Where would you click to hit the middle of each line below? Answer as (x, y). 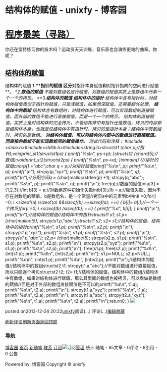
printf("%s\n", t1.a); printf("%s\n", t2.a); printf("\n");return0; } (67, 301)
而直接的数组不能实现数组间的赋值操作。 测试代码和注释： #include (74, 141)
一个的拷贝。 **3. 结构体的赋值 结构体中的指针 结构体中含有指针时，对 (81, 98)
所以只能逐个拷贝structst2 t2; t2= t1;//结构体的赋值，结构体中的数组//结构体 (82, 272)
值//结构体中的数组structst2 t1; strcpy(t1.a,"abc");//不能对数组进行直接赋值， (83, 266)
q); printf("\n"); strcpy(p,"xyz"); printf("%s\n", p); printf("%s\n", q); (73, 171)
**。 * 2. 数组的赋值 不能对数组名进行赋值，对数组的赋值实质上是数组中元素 (81, 92)
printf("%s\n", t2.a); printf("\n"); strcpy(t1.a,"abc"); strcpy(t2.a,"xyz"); (76, 295)
